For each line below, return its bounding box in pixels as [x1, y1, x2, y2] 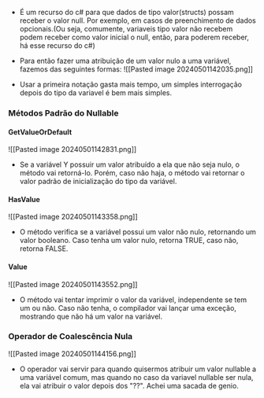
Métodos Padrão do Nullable [8, 107, 120, 118]
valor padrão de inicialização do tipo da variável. [19, 177, 177, 186]
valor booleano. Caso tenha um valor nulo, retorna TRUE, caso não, [19, 236, 239, 245]
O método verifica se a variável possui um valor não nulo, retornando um [19, 227, 256, 237]
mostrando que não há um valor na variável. [19, 311, 163, 321]
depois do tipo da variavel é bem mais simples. [19, 88, 173, 98]
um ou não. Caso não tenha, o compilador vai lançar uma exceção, [19, 303, 236, 312]
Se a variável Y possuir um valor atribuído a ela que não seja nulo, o [19, 160, 240, 169]
